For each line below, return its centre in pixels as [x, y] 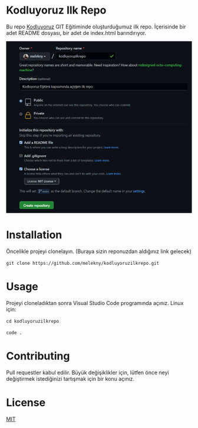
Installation [34, 235]
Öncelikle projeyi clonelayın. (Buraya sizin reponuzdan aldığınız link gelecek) [99, 251]
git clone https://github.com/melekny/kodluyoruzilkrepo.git [83, 263]
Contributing [38, 356]
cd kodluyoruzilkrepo [33, 321]
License [26, 402]
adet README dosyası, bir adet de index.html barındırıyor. [76, 33]
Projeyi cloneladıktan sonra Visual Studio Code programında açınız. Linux [95, 303]
